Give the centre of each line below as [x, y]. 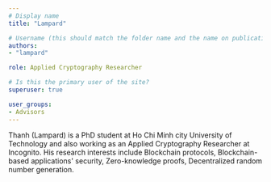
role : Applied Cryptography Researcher [75, 68]
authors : [23, 45]
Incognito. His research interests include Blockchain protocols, [112, 152]
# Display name [34, 16]
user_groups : [30, 104]
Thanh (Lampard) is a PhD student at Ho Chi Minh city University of [120, 135]
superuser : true [35, 90]
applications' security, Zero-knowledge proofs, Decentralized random [147, 161]
